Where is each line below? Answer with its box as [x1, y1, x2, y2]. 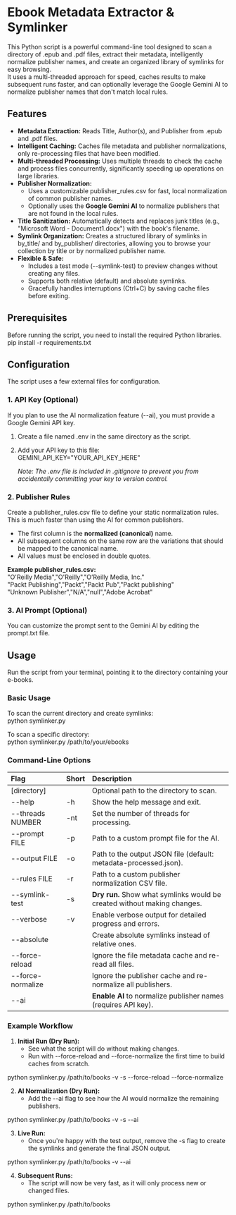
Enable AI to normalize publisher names [91, 991, 224, 1001]
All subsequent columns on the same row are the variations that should [17, 537, 223, 545]
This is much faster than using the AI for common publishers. [7, 515, 184, 524]
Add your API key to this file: [17, 446, 100, 454]
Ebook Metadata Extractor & [7, 4, 175, 20]
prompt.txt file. [7, 629, 51, 637]
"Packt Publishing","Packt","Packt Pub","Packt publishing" [7, 580, 174, 589]
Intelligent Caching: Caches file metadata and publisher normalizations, [17, 142, 227, 150]
